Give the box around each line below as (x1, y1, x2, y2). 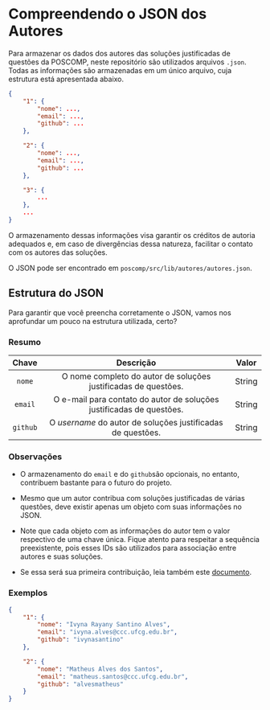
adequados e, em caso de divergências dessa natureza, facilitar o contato (8, 239, 253, 248)
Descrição (116, 357, 157, 368)
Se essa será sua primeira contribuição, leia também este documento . (19, 568, 252, 577)
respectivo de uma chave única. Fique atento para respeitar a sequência (19, 535, 260, 544)
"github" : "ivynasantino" (37, 636, 125, 644)
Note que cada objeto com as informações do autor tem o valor (19, 526, 231, 536)
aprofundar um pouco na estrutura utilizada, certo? (8, 316, 178, 326)
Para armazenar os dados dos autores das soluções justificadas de (8, 48, 231, 58)
